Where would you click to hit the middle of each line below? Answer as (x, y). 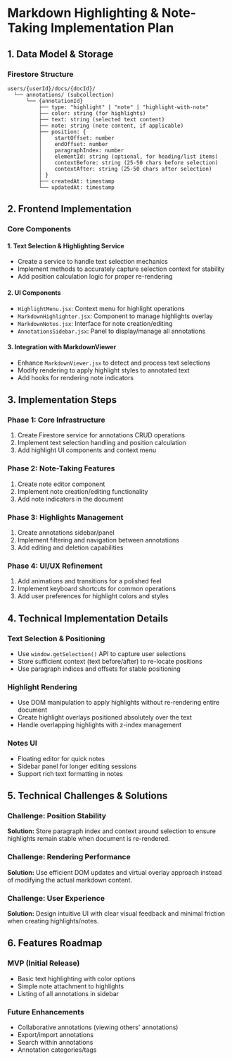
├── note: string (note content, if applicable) (111, 126)
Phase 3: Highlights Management (65, 517)
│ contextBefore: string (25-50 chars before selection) (128, 163)
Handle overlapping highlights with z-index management (99, 725)
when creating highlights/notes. (53, 921)
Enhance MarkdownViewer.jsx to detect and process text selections (114, 363)
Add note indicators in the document (70, 499)
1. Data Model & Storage (60, 54)
